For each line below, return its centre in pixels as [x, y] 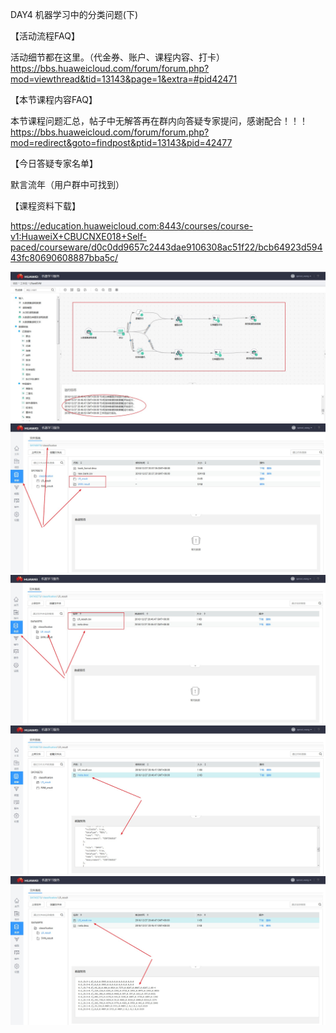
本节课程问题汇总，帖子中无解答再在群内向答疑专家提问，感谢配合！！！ [159, 121]
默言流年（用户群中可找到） [67, 184]
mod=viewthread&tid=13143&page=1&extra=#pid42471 [124, 79]
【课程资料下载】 [45, 206]
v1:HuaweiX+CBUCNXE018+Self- [78, 236]
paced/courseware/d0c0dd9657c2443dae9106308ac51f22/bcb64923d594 [166, 247]
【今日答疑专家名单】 [54, 163]
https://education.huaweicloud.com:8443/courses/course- [132, 226]
